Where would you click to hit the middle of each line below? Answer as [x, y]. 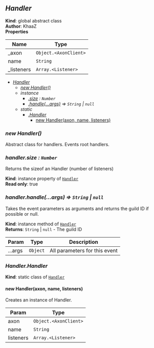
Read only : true [22, 184]
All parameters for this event [83, 250]
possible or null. [22, 214]
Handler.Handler [27, 266]
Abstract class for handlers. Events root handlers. [58, 145]
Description [83, 242]
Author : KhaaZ [21, 26]
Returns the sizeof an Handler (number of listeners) [60, 169]
